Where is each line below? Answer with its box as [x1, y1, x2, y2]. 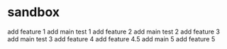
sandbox [7, 4, 60, 20]
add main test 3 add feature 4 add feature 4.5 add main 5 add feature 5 [7, 34, 216, 43]
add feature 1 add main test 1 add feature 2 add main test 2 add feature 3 [7, 27, 220, 36]
